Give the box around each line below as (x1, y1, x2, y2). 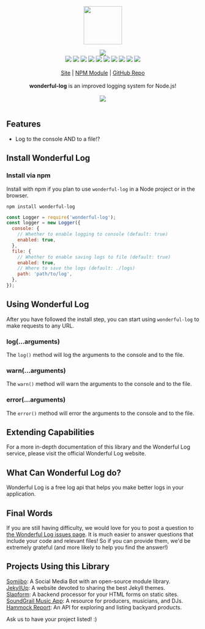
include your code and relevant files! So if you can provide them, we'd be (6, 537, 191, 545)
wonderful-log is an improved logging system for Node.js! (29, 83, 176, 89)
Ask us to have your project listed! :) (6, 615, 97, 623)
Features (6, 119, 41, 130)
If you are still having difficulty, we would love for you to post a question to (6, 524, 194, 532)
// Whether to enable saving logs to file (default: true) (17, 254, 171, 260)
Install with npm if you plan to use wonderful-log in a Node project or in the (6, 185, 195, 193)
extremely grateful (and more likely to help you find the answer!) (6, 544, 168, 551)
